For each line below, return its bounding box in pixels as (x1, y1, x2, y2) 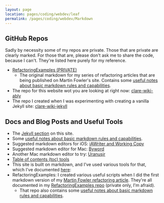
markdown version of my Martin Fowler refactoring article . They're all (12, 177, 152, 183)
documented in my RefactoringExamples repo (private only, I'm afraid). (12, 183, 155, 188)
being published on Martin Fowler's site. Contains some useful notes (19, 78, 158, 83)
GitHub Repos (5, 34, 48, 42)
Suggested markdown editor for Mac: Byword (12, 146, 104, 152)
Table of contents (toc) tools (12, 157, 70, 162)
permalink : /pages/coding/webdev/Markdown (5, 16, 93, 21)
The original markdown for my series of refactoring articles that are (19, 72, 155, 78)
